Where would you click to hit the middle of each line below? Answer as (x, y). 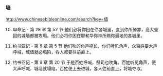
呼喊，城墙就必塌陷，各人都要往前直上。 (53, 52)
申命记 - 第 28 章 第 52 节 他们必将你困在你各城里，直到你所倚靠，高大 (83, 30)
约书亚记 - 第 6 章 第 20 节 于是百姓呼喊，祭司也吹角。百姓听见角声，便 (84, 62)
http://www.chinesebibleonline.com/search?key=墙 (57, 19)
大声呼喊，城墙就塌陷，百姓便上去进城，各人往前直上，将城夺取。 (79, 69)
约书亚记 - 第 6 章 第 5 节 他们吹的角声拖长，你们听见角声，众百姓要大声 (85, 46)
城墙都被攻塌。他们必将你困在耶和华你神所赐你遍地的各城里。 (83, 36)
